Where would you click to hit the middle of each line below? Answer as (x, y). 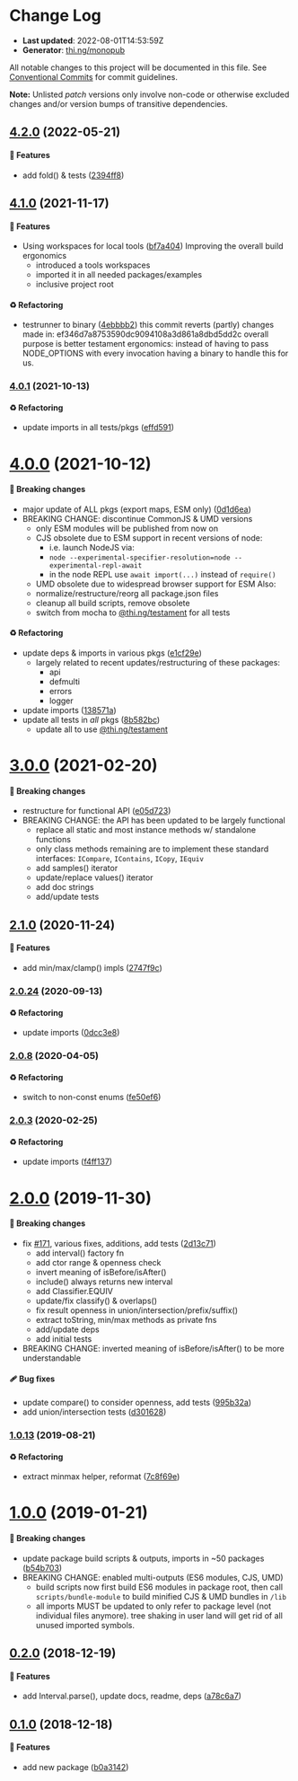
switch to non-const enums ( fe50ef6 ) (92, 1098)
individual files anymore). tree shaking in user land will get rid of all (159, 1615)
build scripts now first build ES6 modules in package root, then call (159, 1587)
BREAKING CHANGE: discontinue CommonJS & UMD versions (137, 518)
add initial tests (64, 1338)
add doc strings (65, 887)
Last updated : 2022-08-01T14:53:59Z (93, 40)
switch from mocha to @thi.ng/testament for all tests (133, 613)
